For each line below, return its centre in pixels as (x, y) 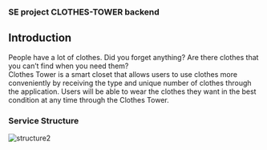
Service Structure (44, 120)
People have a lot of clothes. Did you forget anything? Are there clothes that (133, 57)
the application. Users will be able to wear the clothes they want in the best (132, 91)
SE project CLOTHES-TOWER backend (84, 12)
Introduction (40, 38)
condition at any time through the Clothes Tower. (89, 99)
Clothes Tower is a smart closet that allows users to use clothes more (123, 74)
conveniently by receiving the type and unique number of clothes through (130, 83)
